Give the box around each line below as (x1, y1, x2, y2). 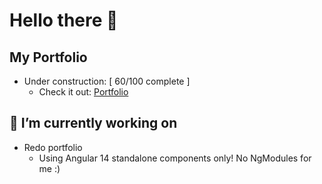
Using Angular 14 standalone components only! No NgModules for (38, 152, 312, 164)
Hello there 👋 (9, 9, 119, 32)
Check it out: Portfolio (38, 86, 129, 98)
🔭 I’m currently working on (9, 115, 178, 132)
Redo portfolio (23, 141, 83, 153)
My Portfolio (9, 49, 88, 66)
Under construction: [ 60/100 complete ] (23, 75, 191, 87)
